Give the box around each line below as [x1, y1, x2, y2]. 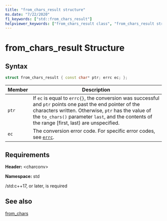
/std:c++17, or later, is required [5, 183, 68, 189]
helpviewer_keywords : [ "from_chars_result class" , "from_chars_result [5, 21, 155, 26]
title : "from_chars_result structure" [5, 7, 85, 12]
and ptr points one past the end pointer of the [33, 101, 140, 108]
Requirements [5, 151, 50, 159]
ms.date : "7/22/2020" [5, 12, 50, 17]
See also [5, 197, 32, 206]
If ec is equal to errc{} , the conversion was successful [33, 95, 160, 102]
